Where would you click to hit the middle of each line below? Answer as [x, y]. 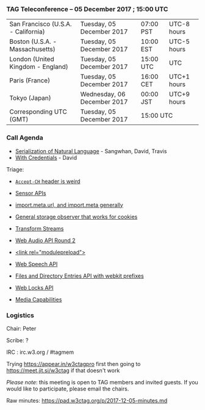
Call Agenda [25, 138]
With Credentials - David [46, 157]
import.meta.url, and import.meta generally [69, 205]
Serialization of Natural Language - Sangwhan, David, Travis [91, 151]
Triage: [15, 169]
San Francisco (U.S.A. [41, 24]
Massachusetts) [33, 49]
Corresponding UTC [38, 112]
